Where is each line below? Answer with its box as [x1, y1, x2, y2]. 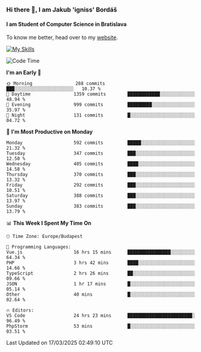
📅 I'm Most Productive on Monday [6, 128, 93, 135]
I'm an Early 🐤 [6, 69, 42, 76]
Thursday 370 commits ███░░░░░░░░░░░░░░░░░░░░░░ [6, 171, 196, 178]
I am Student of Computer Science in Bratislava [6, 21, 127, 28]
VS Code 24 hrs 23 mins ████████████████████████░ [6, 313, 196, 319]
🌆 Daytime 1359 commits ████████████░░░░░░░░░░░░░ [6, 91, 196, 97]
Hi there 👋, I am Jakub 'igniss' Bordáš [6, 5, 117, 14]
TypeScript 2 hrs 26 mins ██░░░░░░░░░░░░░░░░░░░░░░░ [6, 270, 196, 277]
